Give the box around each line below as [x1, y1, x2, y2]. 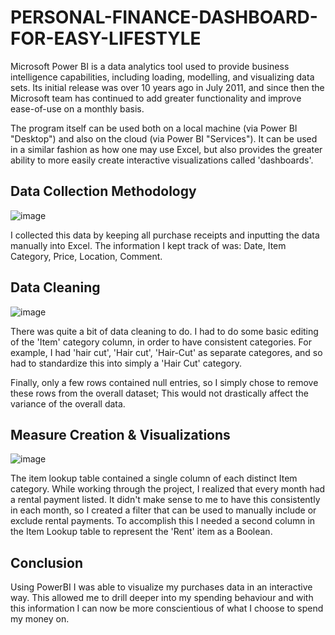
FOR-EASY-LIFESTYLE [10, 27, 202, 50]
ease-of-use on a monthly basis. [10, 102, 145, 115]
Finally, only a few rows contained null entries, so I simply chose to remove [10, 376, 319, 388]
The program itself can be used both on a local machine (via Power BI [10, 122, 298, 134]
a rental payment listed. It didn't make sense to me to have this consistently [10, 494, 321, 506]
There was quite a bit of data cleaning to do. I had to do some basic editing [10, 325, 319, 337]
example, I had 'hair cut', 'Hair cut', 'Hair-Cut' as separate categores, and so [10, 346, 323, 358]
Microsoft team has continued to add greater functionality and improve [10, 92, 302, 104]
